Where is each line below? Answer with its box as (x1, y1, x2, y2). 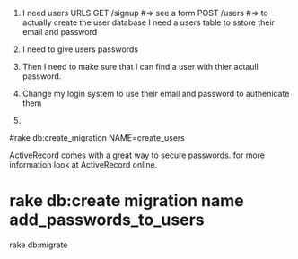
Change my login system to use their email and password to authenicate (22, 89, 290, 99)
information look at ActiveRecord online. (9, 160, 158, 169)
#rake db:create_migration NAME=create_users (9, 133, 186, 142)
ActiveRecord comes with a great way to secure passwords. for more (9, 150, 265, 160)
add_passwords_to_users (9, 210, 205, 230)
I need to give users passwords (22, 44, 139, 55)
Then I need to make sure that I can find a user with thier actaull (22, 62, 259, 72)
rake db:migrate (9, 239, 68, 250)
